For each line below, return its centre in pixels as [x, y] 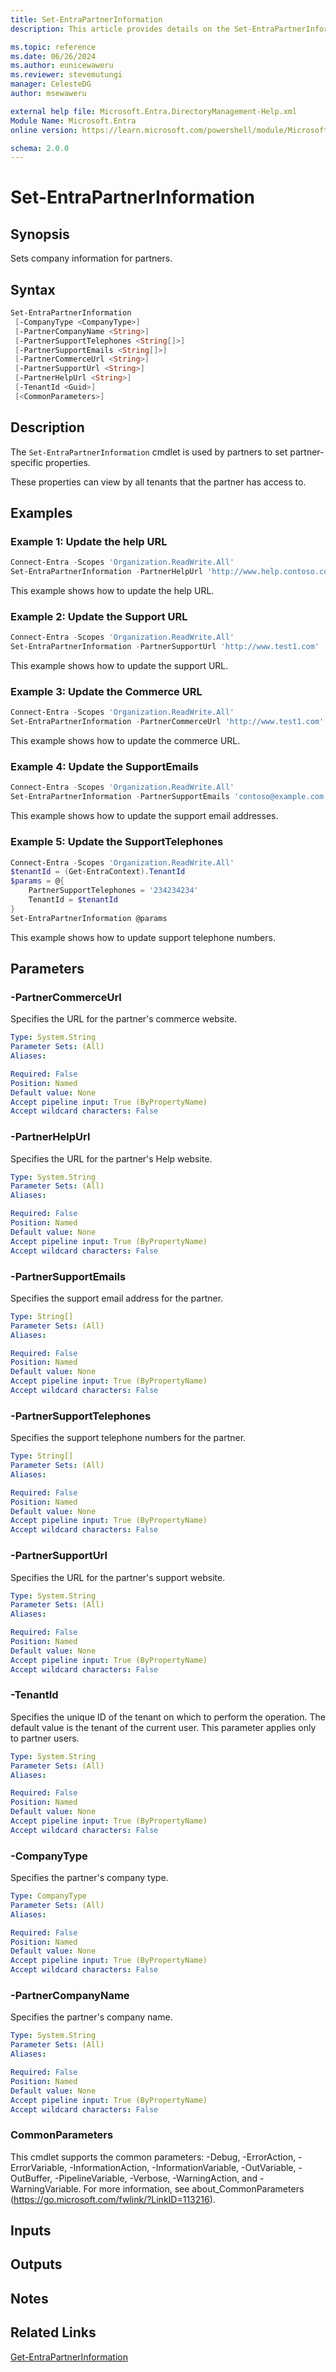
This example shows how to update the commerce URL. [125, 741]
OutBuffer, [31, 2178]
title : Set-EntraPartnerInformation [86, 19]
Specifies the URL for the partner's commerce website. [124, 1019]
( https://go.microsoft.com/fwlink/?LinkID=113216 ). [113, 2199]
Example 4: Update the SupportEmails [104, 767]
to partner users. [45, 1738]
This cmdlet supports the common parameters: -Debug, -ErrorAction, [153, 2157]
